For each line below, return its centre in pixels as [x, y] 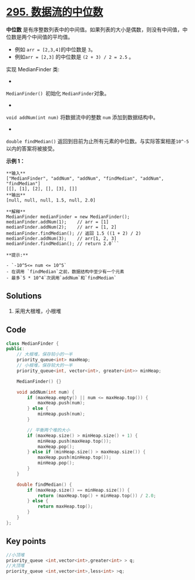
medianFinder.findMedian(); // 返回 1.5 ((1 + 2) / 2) [74, 233]
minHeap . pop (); [56, 463]
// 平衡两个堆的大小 [49, 430]
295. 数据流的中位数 [55, 12]
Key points [26, 541]
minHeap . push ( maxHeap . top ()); [74, 441]
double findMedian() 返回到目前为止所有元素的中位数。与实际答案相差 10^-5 [97, 141]
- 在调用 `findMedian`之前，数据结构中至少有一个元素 [65, 272]
